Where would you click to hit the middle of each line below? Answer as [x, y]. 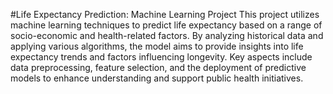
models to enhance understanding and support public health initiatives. [157, 78]
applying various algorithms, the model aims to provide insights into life [157, 46]
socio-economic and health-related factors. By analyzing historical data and [167, 35]
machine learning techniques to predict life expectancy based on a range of [166, 25]
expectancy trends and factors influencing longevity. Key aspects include [161, 57]
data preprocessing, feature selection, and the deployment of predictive [158, 67]
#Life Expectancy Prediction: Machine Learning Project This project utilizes [165, 14]
